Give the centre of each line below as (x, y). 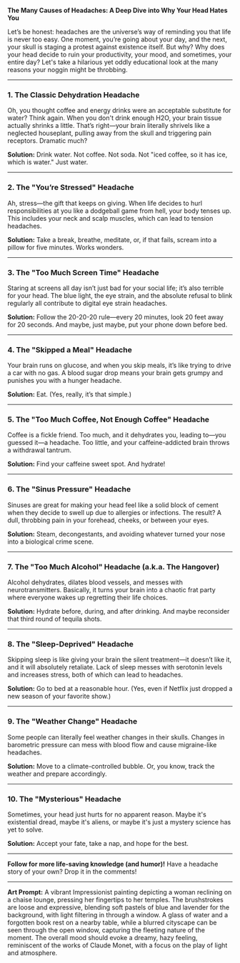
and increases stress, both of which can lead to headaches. (95, 675)
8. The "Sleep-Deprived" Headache (70, 644)
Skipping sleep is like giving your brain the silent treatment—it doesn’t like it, (120, 659)
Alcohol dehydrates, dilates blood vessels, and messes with (95, 582)
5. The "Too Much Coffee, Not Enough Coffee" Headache (108, 419)
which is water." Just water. (48, 162)
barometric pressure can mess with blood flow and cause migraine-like (112, 744)
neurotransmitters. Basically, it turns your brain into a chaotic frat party (111, 590)
